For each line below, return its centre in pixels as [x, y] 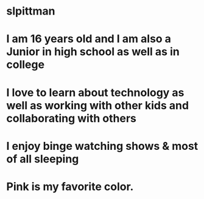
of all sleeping [43, 159]
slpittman [31, 11]
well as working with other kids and [98, 105]
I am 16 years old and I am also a [89, 39]
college [25, 65]
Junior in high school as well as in [93, 52]
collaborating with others [72, 118]
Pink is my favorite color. [70, 187]
